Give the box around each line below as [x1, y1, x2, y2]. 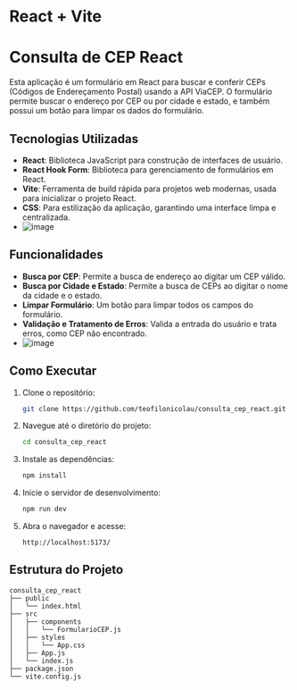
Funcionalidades [9, 248, 104, 263]
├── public [9, 593, 50, 602]
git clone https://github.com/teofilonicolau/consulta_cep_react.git [21, 404, 287, 413]
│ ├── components [9, 617, 82, 627]
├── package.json [9, 664, 74, 673]
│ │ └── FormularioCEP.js [9, 625, 122, 634]
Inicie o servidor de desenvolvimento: [21, 487, 161, 498]
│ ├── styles [9, 633, 66, 642]
